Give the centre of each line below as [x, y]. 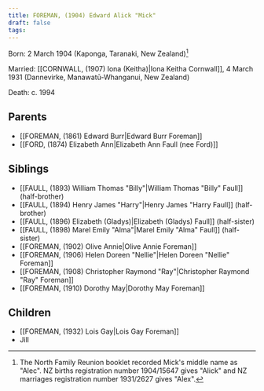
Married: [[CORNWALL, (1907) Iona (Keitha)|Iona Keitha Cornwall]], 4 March [131, 69]
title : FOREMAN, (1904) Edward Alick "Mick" [82, 15]
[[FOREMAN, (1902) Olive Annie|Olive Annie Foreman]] [108, 246]
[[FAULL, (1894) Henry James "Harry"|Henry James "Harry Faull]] [126, 204]
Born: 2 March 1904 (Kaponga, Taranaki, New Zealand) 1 [98, 53]
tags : [17, 30]
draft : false [29, 23]
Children [29, 313]
